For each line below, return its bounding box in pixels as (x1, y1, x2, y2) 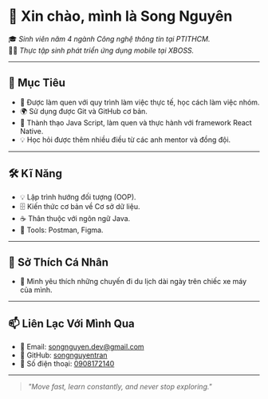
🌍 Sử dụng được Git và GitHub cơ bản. (19, 106, 148, 116)
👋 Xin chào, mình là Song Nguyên (8, 7, 233, 26)
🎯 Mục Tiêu (8, 76, 66, 90)
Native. (19, 126, 44, 136)
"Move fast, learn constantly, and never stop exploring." (27, 382, 213, 392)
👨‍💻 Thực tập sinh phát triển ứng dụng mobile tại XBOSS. (8, 45, 195, 55)
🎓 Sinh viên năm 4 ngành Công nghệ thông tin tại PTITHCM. (8, 34, 211, 43)
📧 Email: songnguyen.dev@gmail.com (19, 342, 145, 352)
